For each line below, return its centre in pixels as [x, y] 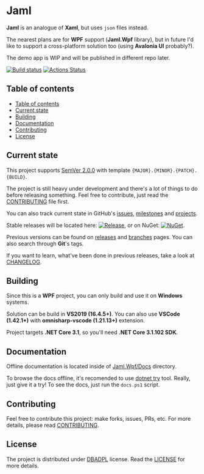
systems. [18, 302]
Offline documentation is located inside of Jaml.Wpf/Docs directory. [91, 366]
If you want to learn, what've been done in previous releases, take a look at [100, 255]
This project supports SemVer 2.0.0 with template [69, 170]
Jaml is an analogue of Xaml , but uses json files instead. [77, 28]
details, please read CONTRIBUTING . [53, 425]
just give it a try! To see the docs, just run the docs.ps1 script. [83, 385]
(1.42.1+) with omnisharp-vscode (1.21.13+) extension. [76, 320]
